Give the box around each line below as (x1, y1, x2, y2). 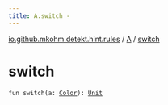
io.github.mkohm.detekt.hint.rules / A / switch (8, 34, 160, 44)
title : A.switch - (8, 11, 70, 20)
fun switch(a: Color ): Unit (8, 89, 103, 97)
